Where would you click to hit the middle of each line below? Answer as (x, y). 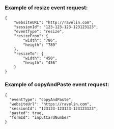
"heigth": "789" (40, 45)
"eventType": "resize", (39, 32)
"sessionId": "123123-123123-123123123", (54, 109)
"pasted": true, (26, 113)
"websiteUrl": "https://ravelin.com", (51, 104)
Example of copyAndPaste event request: (57, 85)
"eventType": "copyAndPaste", (41, 99)
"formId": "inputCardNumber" (40, 117)
